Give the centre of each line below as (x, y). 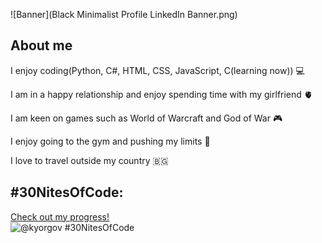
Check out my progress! (60, 216)
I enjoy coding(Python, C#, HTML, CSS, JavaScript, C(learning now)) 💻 (157, 70)
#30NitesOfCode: (67, 192)
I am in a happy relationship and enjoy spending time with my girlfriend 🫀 (161, 94)
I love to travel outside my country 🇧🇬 (89, 160)
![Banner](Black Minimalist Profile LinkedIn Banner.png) (124, 14)
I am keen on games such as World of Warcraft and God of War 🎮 (146, 118)
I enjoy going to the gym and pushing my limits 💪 (110, 141)
